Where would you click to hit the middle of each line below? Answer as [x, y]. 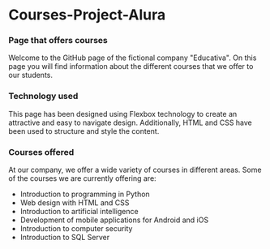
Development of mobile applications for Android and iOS [114, 220]
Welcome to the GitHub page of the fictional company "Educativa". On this [133, 58]
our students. [31, 75]
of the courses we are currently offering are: [82, 178]
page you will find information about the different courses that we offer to [131, 67]
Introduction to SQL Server [65, 238]
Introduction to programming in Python [85, 194]
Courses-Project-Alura [87, 15]
